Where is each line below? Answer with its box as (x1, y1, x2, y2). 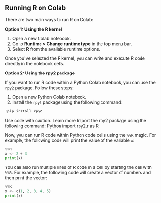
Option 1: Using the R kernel (5, 26, 62, 32)
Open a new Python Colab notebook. (12, 94, 87, 100)
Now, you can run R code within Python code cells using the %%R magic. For (5, 132, 156, 138)
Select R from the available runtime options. (12, 46, 101, 52)
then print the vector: (5, 175, 48, 181)
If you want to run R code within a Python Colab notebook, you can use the (5, 79, 156, 85)
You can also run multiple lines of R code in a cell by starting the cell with (5, 165, 152, 170)
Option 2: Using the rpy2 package (5, 70, 75, 76)
